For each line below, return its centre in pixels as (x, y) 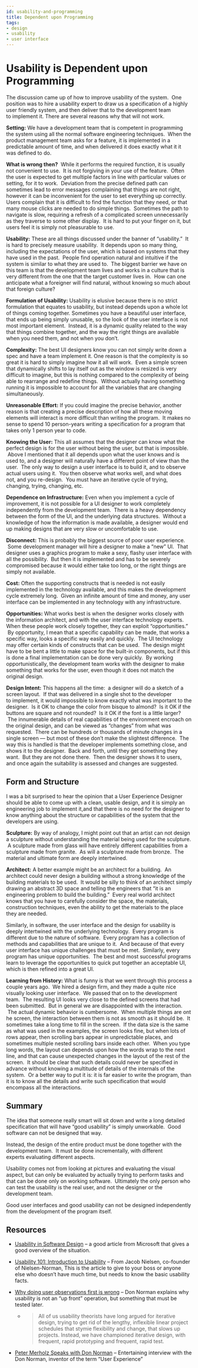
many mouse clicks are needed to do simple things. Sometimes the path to (97, 208)
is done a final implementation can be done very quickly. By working (90, 657)
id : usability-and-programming (44, 12)
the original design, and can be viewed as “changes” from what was (89, 725)
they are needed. (27, 913)
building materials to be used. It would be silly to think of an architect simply (99, 882)
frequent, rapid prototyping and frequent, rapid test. (101, 1341)
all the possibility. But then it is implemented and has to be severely (88, 559)
